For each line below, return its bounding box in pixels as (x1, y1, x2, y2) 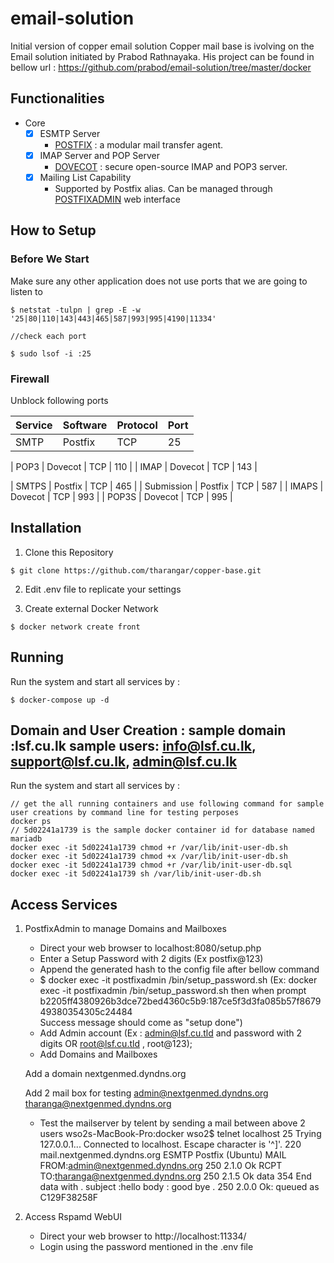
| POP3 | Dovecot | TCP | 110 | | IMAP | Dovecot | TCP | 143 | (10, 460, 258, 472)
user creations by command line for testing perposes (10, 808, 240, 818)
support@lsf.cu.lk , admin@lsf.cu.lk (10, 753, 238, 770)
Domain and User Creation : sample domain (10, 722, 287, 739)
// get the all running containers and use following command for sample (10, 799, 325, 809)
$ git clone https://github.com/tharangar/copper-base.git (10, 565, 262, 576)
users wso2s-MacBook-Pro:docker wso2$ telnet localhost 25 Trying (39, 1128, 322, 1140)
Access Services (10, 896, 118, 913)
